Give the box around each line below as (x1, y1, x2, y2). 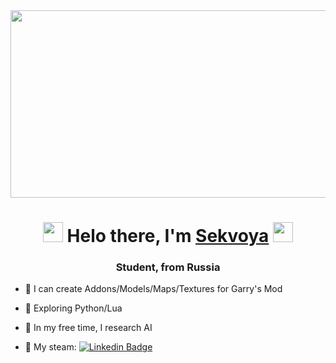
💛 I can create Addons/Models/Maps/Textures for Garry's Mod (24, 283, 283, 295)
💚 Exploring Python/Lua (24, 302, 123, 314)
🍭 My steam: (24, 341, 77, 353)
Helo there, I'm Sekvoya (66, 225, 270, 248)
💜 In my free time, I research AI (24, 322, 153, 334)
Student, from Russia (115, 260, 221, 274)
